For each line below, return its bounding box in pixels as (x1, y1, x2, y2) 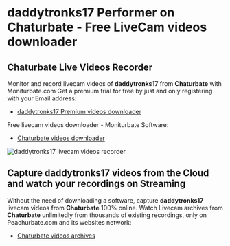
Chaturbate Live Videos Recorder (7, 61, 153, 73)
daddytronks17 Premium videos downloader (16, 108, 142, 115)
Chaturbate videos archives (16, 232, 96, 240)
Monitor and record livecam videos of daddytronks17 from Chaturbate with (7, 80, 222, 87)
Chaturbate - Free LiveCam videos (7, 19, 207, 35)
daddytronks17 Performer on (7, 5, 175, 21)
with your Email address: (7, 94, 77, 102)
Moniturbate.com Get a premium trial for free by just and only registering (7, 87, 213, 95)
